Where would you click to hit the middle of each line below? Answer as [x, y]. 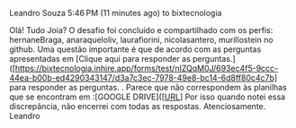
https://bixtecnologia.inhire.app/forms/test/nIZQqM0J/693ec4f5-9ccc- [147, 68]
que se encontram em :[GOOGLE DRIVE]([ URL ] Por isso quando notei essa [148, 97]
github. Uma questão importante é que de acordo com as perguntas [135, 49]
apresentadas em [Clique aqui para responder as [100, 59]
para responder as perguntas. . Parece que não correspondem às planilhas [148, 87]
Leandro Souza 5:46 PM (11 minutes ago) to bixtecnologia [116, 13]
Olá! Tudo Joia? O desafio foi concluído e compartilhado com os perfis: [141, 30]
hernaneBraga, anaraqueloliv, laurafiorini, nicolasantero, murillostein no [141, 40]
